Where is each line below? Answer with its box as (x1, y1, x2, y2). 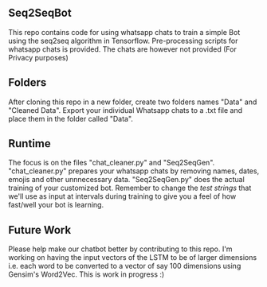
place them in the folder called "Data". (8, 114, 134, 123)
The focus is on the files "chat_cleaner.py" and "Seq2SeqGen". (8, 158, 215, 168)
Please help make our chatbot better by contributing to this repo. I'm (8, 244, 233, 254)
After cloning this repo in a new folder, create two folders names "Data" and (8, 97, 257, 107)
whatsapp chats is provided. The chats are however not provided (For (8, 44, 237, 54)
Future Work (8, 223, 72, 237)
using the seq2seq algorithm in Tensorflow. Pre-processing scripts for (8, 36, 238, 45)
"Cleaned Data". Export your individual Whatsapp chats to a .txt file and (8, 105, 243, 114)
